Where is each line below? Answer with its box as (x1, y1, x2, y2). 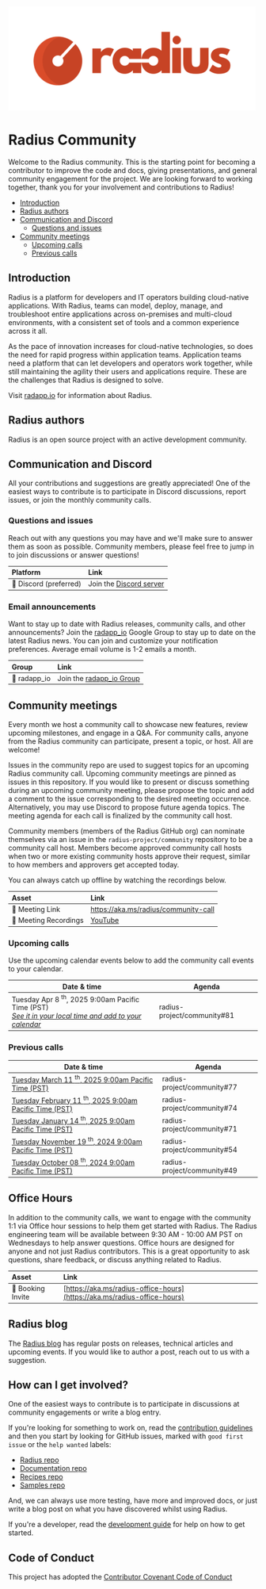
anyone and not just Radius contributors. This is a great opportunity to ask (8, 1246, 250, 1256)
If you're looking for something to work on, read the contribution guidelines (8, 1423, 253, 1433)
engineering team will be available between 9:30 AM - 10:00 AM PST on (8, 1229, 243, 1239)
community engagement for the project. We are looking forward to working (8, 174, 253, 183)
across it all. (8, 326, 47, 335)
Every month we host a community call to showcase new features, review (8, 720, 248, 729)
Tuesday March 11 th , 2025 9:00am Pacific (11, 1073, 154, 1084)
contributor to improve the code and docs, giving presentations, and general (8, 165, 257, 175)
